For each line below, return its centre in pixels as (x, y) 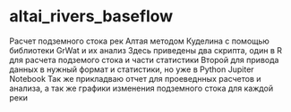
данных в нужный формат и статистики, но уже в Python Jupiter (132, 69)
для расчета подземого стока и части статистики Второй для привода (144, 60)
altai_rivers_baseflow (91, 16)
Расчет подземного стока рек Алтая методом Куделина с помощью (140, 41)
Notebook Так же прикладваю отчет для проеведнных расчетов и (135, 78)
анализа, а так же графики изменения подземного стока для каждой (141, 88)
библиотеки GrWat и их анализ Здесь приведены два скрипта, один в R (146, 50)
